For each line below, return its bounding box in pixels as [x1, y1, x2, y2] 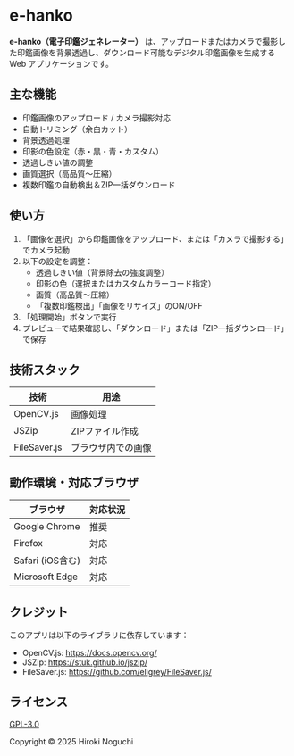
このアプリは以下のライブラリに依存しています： [9, 630, 189, 640]
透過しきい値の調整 [21, 157, 94, 168]
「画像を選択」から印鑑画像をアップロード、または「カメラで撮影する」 [21, 233, 289, 244]
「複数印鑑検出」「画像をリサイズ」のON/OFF [35, 300, 203, 311]
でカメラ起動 [21, 245, 70, 255]
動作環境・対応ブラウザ [9, 475, 139, 490]
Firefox [13, 537, 43, 550]
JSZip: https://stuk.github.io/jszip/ [21, 657, 148, 668]
